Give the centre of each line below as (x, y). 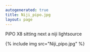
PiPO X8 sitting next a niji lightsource (43, 34)
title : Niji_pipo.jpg (28, 15)
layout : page (19, 19)
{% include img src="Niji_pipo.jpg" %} (45, 44)
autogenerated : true (27, 10)
